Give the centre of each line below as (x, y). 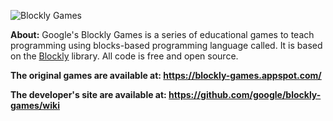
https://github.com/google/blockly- (245, 94)
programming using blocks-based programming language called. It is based (166, 45)
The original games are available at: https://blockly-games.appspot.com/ (166, 75)
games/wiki (35, 105)
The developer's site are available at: (88, 94)
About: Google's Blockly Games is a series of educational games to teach (162, 34)
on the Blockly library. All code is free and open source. (124, 56)
